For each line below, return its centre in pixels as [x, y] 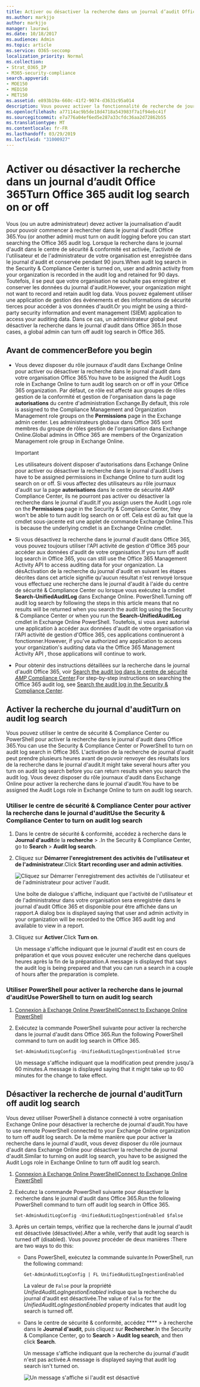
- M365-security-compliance [41, 73]
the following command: [53, 1263]
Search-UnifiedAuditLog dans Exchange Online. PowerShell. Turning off [103, 596]
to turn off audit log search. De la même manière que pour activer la [89, 1137]
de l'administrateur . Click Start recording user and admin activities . [99, 864]
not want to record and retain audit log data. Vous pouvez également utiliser [99, 293]
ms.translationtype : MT [36, 123]
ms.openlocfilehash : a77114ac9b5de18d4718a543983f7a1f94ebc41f [86, 112]
